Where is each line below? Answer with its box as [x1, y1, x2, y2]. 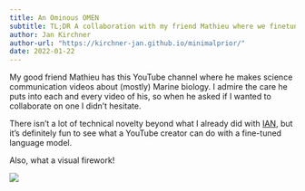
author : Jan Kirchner [9, 30, 92, 39]
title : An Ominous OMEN [9, 13, 100, 23]
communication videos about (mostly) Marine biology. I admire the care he [9, 81, 288, 92]
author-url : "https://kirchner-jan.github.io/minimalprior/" [9, 38, 246, 48]
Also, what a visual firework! [9, 155, 115, 166]
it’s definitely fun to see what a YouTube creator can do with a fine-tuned [9, 128, 282, 138]
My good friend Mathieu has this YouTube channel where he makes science [9, 72, 293, 82]
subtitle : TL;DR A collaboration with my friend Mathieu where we [9, 22, 266, 31]
